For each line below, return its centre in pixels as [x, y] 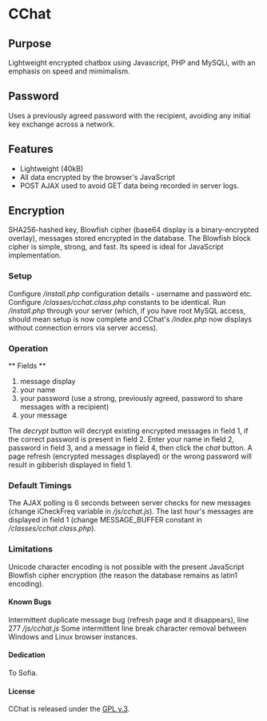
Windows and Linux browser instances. [73, 636]
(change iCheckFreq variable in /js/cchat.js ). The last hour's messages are [131, 511]
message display [48, 382]
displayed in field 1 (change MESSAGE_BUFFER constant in [105, 520]
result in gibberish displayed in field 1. [70, 465]
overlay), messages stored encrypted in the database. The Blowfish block [130, 238]
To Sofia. [23, 673]
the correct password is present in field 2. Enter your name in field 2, [121, 439]
